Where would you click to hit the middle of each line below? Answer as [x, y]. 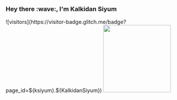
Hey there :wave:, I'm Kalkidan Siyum [61, 9]
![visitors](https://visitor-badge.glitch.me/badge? [66, 22]
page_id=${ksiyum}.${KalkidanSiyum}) [54, 90]
